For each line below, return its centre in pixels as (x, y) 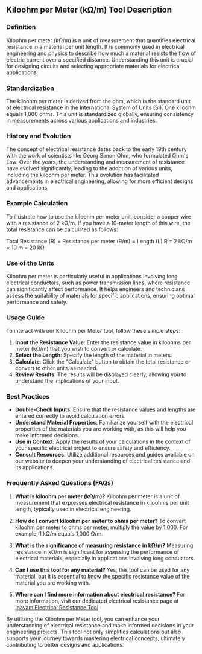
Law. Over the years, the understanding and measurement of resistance (96, 162)
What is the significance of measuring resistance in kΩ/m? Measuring (104, 545)
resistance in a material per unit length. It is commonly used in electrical (96, 46)
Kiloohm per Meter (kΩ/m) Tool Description (89, 10)
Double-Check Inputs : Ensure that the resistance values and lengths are (105, 409)
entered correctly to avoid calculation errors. (71, 416)
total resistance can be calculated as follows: (62, 229)
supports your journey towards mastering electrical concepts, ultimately (96, 638)
